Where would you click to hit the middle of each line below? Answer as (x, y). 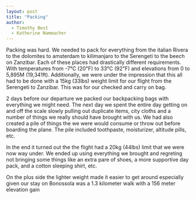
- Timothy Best (30, 28)
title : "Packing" (27, 17)
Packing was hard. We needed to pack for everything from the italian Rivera (97, 50)
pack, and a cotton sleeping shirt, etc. (52, 166)
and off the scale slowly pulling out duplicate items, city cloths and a (89, 111)
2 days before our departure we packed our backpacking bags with (87, 99)
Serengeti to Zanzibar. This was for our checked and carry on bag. (86, 87)
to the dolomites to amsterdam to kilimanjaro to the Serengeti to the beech (96, 56)
